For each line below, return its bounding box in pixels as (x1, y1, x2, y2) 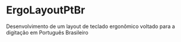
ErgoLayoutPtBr (6, 3, 85, 17)
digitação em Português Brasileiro (6, 29, 88, 36)
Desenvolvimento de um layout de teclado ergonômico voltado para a (6, 23, 175, 30)
